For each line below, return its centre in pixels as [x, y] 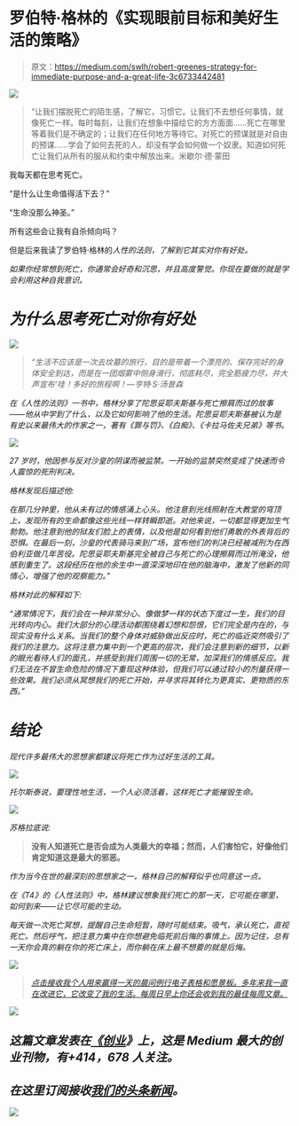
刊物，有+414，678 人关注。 [100, 1057]
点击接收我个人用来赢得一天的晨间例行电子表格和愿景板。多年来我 [151, 982]
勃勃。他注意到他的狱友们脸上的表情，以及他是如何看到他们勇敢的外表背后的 [149, 531]
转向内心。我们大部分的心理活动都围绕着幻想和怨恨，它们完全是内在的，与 [153, 624]
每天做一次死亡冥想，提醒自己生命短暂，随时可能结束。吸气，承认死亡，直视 [149, 925]
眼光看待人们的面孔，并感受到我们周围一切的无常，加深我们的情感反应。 [149, 658]
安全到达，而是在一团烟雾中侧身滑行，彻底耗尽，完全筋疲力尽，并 [159, 372]
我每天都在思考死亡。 [48, 175]
